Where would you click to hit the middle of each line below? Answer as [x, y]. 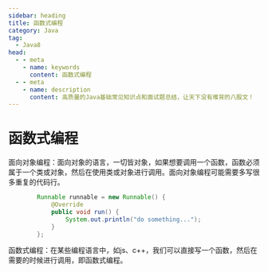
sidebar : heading [37, 16]
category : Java [33, 30]
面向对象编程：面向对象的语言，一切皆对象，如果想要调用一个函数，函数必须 [134, 162]
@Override [67, 205]
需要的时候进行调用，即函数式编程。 [68, 260]
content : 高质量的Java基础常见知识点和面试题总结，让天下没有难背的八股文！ [142, 97]
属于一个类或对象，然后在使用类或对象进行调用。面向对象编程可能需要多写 [130, 173]
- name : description [57, 89]
